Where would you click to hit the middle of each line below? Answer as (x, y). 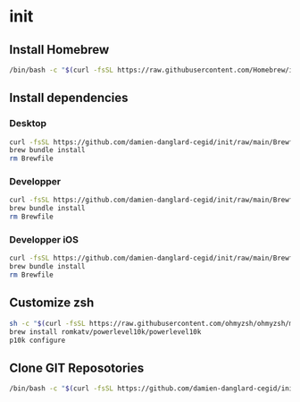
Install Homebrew (59, 50)
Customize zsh (52, 303)
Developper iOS (44, 240)
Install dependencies (69, 98)
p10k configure (37, 340)
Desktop (28, 124)
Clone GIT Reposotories (77, 368)
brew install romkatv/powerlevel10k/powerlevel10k (105, 332)
